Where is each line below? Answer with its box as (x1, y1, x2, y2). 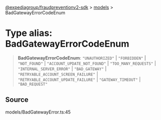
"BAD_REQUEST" (17, 82, 48, 87)
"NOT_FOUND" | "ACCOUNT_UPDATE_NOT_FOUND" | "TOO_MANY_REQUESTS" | (17, 60, 156, 66)
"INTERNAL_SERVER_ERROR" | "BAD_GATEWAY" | (17, 65, 107, 71)
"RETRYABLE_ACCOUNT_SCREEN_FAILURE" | (17, 71, 98, 77)
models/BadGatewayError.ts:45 (5, 109, 71, 115)
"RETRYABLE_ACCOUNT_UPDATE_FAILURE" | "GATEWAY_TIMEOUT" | (17, 76, 141, 83)
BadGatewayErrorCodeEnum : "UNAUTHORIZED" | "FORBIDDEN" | (17, 55, 146, 61)
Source (5, 96, 29, 104)
